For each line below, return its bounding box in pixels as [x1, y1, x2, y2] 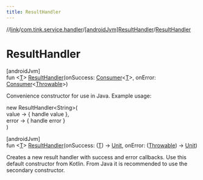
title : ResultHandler [6, 9, 62, 15]
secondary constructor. [6, 166, 65, 174]
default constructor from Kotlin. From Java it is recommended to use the [6, 160, 188, 167]
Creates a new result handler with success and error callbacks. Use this [6, 153, 187, 160]
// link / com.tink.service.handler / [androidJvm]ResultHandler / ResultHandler [6, 26, 191, 33]
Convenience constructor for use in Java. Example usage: [6, 92, 152, 99]
